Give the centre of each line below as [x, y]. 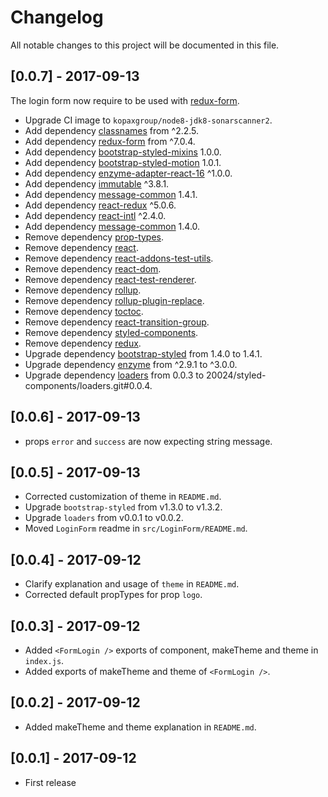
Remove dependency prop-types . [94, 237]
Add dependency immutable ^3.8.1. [97, 183]
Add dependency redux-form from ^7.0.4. [110, 141]
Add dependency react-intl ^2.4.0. [95, 215]
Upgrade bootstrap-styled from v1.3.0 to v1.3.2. [123, 507]
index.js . [44, 660]
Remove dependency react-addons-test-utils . [119, 258]
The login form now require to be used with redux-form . [125, 100]
